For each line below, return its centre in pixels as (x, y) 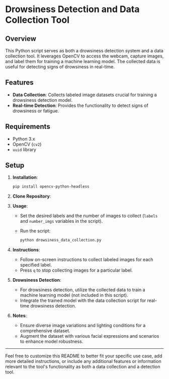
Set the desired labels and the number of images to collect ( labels (89, 216)
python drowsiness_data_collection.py (61, 240)
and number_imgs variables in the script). (61, 221)
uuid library (24, 149)
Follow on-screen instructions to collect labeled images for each (87, 260)
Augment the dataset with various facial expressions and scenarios (90, 336)
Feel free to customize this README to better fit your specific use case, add (84, 356)
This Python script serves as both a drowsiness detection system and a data (84, 51)
